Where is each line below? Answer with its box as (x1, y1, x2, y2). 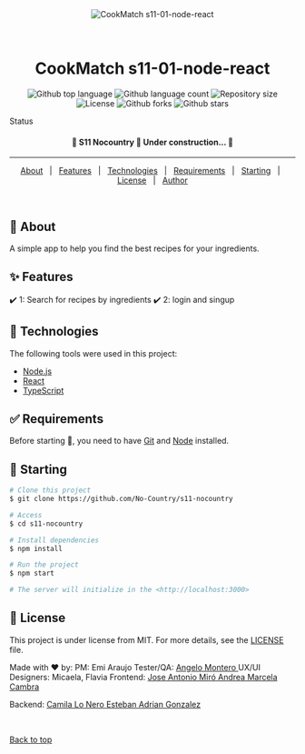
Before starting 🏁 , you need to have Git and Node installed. (9, 436, 230, 447)
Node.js (22, 366, 53, 377)
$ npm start (9, 568, 54, 578)
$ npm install (9, 544, 64, 553)
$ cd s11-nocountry (9, 518, 84, 528)
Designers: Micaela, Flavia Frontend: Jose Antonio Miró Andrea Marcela (9, 671, 279, 682)
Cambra (9, 681, 40, 692)
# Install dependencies (9, 536, 100, 545)
